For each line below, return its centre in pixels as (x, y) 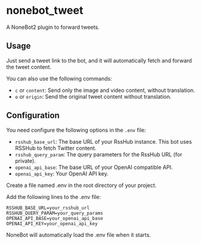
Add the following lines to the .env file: (53, 197)
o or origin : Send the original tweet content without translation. (93, 96)
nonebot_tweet (45, 11)
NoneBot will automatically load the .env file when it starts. (79, 234)
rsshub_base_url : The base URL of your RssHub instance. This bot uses (103, 141)
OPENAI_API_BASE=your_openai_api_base (55, 218)
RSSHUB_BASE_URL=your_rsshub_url (48, 208)
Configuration (33, 116)
